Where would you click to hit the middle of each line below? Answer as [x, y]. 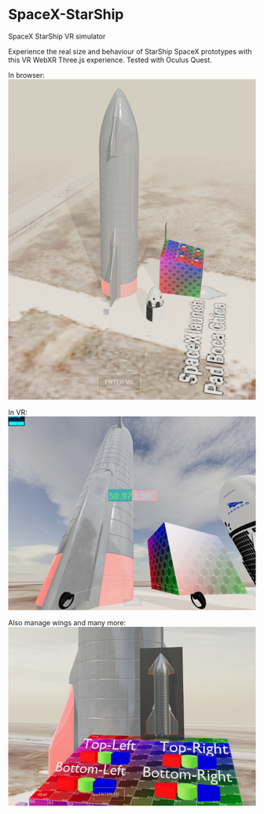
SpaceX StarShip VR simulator [57, 36]
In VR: [18, 412]
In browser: [27, 75]
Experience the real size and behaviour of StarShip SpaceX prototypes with [130, 51]
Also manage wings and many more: [67, 623]
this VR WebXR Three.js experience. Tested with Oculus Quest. [110, 60]
